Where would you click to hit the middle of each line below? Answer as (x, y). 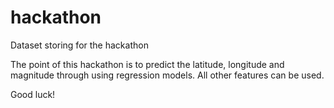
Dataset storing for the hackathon (79, 45)
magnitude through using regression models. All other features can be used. (167, 75)
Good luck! (33, 94)
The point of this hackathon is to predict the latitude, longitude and (147, 64)
